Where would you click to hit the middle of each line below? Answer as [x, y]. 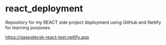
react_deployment [44, 9]
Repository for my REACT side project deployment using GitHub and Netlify [83, 22]
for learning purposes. [28, 27]
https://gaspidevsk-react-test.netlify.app [47, 37]
